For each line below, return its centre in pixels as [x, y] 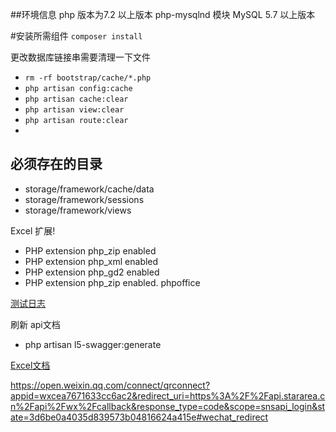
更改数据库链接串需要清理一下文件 [80, 57]
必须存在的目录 [56, 164]
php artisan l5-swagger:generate [93, 344]
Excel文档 [30, 365]
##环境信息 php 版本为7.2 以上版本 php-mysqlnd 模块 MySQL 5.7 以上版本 [163, 14]
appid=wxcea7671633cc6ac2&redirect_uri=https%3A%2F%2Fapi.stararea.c [168, 395]
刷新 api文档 [35, 324]
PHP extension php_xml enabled [91, 261]
